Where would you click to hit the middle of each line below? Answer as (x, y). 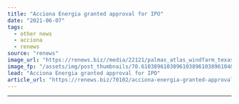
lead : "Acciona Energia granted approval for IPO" (84, 73)
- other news (33, 34)
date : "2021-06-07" (36, 21)
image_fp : (22, 67)
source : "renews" (33, 54)
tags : (15, 27)
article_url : (27, 80)
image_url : (23, 60)
